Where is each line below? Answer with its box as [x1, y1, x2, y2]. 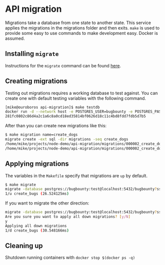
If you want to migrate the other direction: [5, 200, 89, 206]
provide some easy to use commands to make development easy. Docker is [5, 30, 158, 36]
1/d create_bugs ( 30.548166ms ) [5, 228, 69, 233]
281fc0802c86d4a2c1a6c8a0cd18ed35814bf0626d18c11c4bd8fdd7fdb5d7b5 [5, 114, 146, 119]
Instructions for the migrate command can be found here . [5, 62, 121, 68]
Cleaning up [5, 241, 43, 250]
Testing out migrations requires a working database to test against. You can [5, 90, 158, 96]
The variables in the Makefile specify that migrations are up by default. [5, 173, 148, 178]
